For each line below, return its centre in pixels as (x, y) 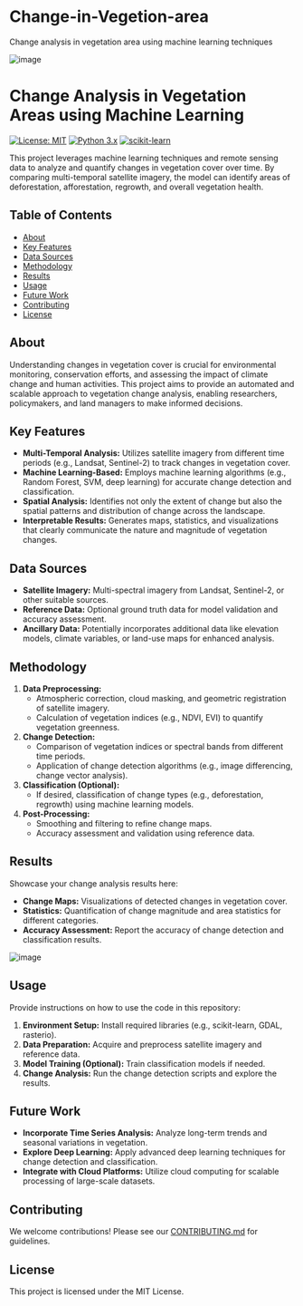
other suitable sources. (65, 600)
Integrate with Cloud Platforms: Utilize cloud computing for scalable (151, 1172)
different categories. (61, 920)
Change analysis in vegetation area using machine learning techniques (141, 42)
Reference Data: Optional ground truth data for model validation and (150, 610)
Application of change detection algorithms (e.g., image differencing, (164, 765)
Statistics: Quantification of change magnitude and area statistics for (152, 910)
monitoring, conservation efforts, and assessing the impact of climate (139, 374)
